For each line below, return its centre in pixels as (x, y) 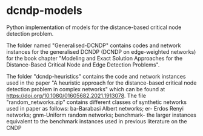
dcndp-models (45, 11)
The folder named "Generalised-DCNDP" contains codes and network (94, 45)
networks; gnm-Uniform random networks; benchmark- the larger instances (101, 115)
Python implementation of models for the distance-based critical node (94, 27)
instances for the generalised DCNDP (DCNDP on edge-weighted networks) (101, 51)
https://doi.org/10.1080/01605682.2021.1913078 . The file (76, 96)
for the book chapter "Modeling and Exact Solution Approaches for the (95, 58)
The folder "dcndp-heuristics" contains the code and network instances (96, 76)
